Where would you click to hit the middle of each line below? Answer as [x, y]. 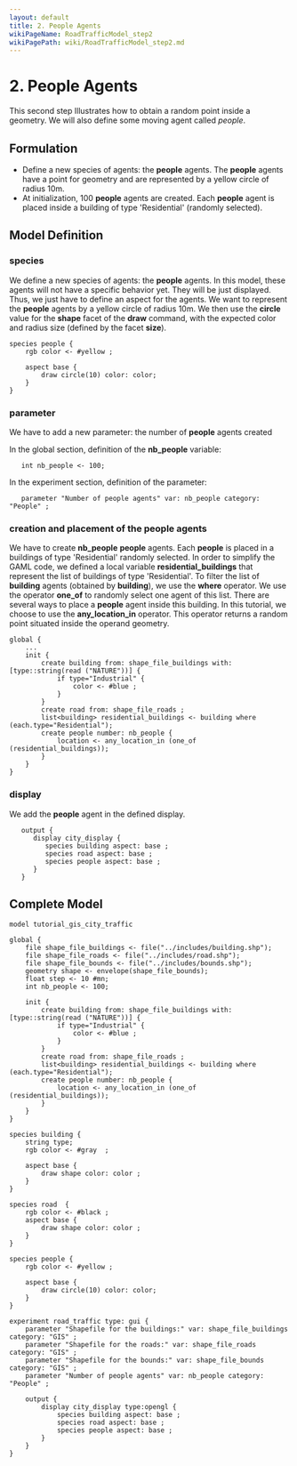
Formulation [44, 148]
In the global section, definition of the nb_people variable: [116, 449]
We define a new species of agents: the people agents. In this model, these [148, 280]
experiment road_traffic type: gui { [79, 1322]
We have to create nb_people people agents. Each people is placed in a [141, 548]
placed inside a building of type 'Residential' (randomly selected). [142, 207]
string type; [49, 1143]
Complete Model [56, 904]
